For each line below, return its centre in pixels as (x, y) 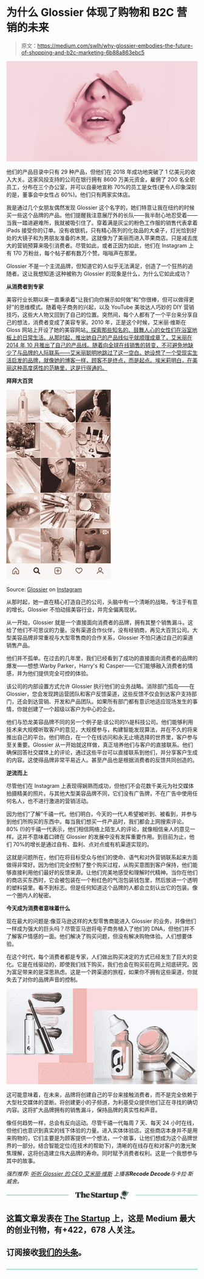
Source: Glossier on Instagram (44, 590)
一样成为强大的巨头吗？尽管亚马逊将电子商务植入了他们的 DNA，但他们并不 (101, 929)
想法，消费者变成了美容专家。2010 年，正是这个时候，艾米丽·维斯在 (101, 322)
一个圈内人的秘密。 (30, 895)
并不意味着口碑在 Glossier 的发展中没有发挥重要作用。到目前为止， (106, 837)
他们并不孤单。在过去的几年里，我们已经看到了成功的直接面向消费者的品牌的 (102, 658)
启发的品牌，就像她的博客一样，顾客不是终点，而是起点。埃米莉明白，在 (102, 360)
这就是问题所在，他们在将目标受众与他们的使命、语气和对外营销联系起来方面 (102, 857)
